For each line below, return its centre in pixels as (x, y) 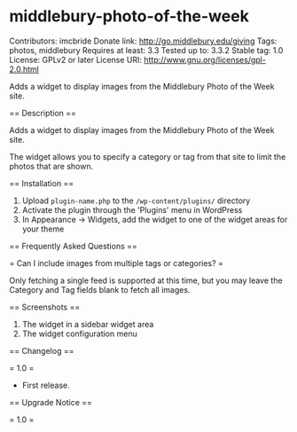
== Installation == (42, 183)
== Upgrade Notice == (51, 402)
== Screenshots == (45, 307)
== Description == (43, 113)
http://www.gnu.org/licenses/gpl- (205, 59)
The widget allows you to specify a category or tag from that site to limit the (148, 156)
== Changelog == (42, 350)
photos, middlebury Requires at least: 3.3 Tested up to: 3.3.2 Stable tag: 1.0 (146, 50)
